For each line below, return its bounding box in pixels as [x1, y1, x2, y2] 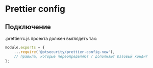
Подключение [5, 23, 51, 31]
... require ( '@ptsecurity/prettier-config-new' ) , [14, 50, 115, 54]
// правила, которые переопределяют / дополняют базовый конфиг [14, 54, 148, 59]
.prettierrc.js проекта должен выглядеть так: [5, 35, 98, 41]
